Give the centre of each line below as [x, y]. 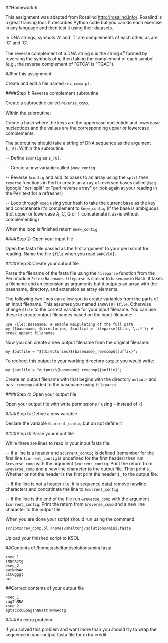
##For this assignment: [29, 74]
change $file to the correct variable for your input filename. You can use [81, 309]
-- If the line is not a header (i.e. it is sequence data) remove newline [76, 484]
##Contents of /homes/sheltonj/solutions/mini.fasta [58, 548]
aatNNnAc [14, 570]
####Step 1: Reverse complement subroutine [52, 93]
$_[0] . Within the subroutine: [35, 148]
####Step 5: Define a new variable [41, 413]
